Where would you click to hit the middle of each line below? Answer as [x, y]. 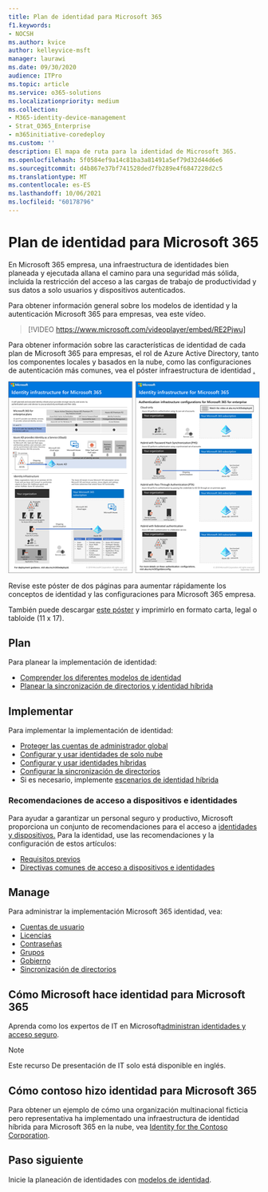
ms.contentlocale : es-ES [49, 185]
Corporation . [29, 1135]
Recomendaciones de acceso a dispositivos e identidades [123, 800]
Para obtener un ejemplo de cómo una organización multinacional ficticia [128, 1110]
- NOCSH [21, 34]
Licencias [35, 935]
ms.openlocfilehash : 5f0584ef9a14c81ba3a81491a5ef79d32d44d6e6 [116, 160]
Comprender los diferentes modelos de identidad [100, 677]
